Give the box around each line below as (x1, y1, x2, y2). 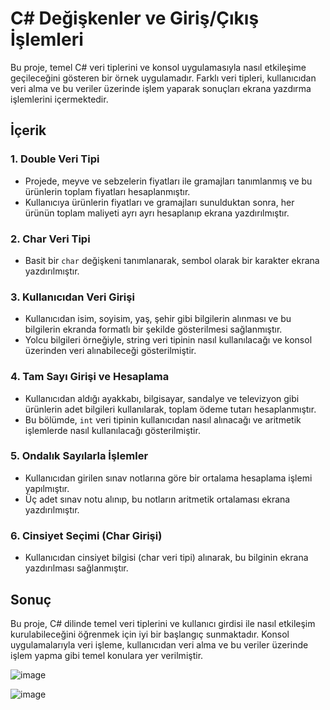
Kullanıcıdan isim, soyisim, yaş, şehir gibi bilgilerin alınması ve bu (24, 313, 292, 325)
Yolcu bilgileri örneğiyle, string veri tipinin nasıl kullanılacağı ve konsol (24, 334, 313, 346)
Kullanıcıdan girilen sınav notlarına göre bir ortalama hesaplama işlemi (24, 472, 313, 484)
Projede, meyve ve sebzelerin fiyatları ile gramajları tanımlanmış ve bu (24, 175, 313, 187)
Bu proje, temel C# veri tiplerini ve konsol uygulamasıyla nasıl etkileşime (10, 61, 307, 73)
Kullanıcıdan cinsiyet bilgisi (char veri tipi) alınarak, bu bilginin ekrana (24, 552, 309, 564)
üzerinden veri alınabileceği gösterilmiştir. (24, 345, 197, 357)
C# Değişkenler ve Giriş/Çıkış (10, 7, 260, 30)
